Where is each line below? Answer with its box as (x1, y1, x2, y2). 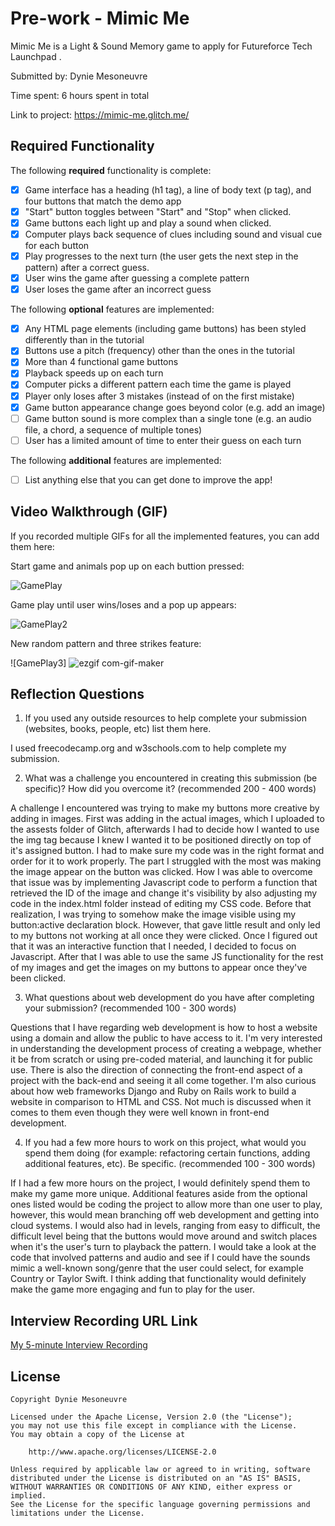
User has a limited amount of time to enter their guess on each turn (24, 434, 302, 446)
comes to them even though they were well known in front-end (10, 1107, 270, 1119)
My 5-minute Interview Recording (10, 1339, 148, 1351)
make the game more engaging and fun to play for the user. (10, 1283, 255, 1296)
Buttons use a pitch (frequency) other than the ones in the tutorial (24, 345, 295, 357)
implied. (10, 1491, 47, 1501)
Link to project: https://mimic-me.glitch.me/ (10, 108, 190, 121)
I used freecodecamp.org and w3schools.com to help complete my (10, 742, 287, 754)
